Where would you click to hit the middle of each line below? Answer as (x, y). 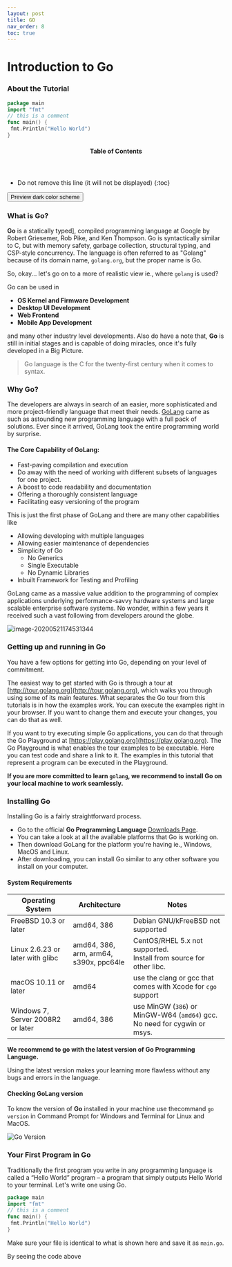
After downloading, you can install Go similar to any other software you (118, 859)
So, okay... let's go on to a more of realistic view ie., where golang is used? (113, 273)
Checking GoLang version (45, 1093)
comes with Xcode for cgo (175, 987)
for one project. (39, 480)
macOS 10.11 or (38, 982)
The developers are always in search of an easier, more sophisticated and (112, 404)
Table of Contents (116, 151)
